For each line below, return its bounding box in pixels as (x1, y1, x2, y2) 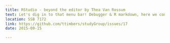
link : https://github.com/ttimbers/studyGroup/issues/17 (5, 21, 128, 26)
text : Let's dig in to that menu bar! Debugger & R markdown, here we (5, 12, 157, 17)
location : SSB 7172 (5, 16, 47, 21)
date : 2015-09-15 (5, 26, 42, 31)
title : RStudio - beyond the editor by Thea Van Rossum (5, 7, 125, 12)
